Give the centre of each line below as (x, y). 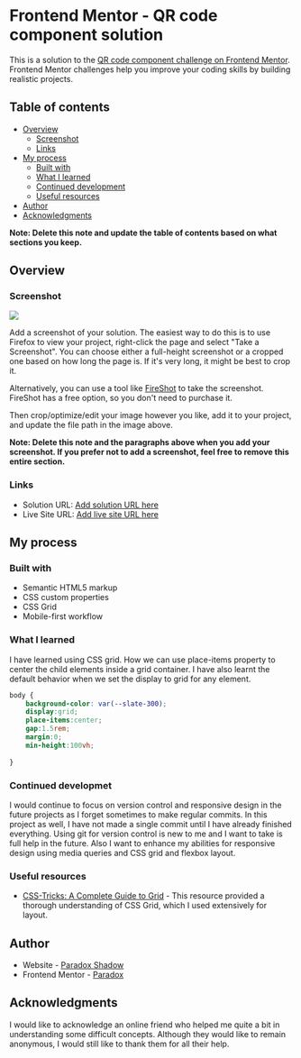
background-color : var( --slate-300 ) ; (96, 704)
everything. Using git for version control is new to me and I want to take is (146, 834)
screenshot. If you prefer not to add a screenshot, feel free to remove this (150, 452)
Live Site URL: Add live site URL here (91, 514)
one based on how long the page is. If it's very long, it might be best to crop (150, 361)
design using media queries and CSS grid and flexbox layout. (123, 853)
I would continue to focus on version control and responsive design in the (146, 805)
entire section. (37, 461)
